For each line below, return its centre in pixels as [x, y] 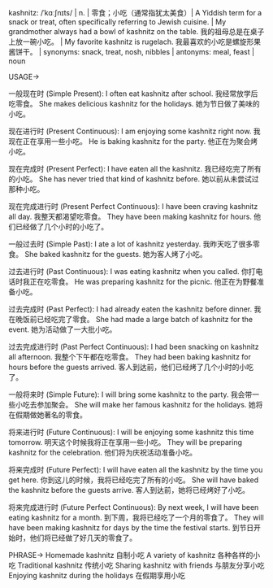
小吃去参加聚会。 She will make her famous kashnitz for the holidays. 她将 [139, 405]
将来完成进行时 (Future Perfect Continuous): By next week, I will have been [134, 507]
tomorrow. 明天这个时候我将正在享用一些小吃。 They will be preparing [125, 442]
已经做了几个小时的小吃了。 [61, 226]
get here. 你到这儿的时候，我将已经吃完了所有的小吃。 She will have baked [134, 480]
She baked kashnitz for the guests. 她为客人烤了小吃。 [115, 254]
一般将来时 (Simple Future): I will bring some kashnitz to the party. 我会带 [130, 394]
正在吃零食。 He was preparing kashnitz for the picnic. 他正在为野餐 [143, 281]
